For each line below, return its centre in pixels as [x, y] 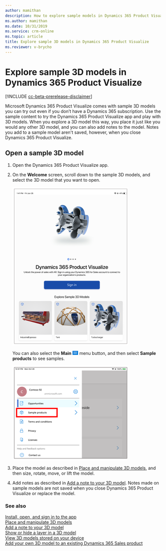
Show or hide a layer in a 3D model [41, 533]
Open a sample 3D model [44, 153]
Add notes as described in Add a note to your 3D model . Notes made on [85, 483]
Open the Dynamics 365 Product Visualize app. [60, 165]
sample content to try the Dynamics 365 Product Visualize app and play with [83, 116]
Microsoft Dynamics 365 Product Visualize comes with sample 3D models [80, 106]
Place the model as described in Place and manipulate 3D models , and [84, 468]
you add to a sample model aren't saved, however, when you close [73, 132]
